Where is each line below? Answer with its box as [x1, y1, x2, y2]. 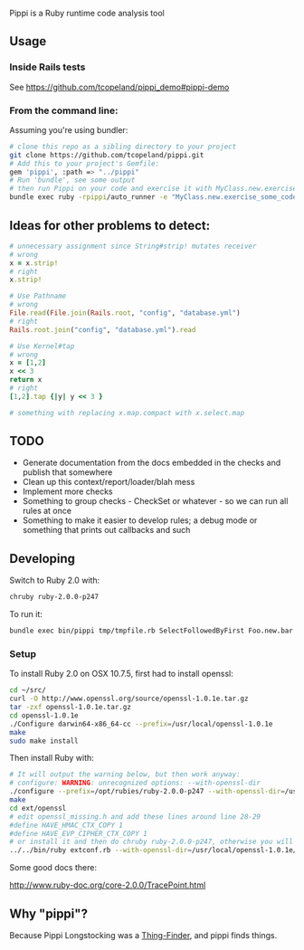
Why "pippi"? [9, 906, 89, 921]
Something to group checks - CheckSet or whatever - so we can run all [22, 496, 289, 507]
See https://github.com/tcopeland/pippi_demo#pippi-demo [9, 81, 230, 92]
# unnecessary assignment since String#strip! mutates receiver [9, 242, 257, 251]
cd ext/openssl [9, 803, 67, 812]
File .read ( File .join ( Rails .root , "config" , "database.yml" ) [9, 309, 242, 318]
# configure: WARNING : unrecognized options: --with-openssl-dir [9, 778, 261, 788]
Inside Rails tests [9, 61, 86, 73]
